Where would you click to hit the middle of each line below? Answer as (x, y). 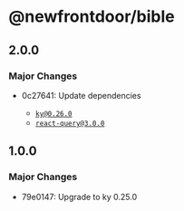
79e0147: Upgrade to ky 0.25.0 (79, 197)
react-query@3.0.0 (70, 123)
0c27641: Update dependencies (81, 95)
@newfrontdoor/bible (92, 17)
